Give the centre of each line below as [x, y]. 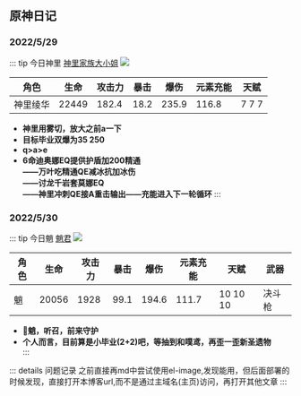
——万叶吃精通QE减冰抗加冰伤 [79, 171]
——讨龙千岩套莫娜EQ [63, 183]
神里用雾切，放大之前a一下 [72, 128]
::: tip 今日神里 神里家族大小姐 [64, 63]
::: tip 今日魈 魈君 [40, 238]
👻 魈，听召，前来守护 [60, 331]
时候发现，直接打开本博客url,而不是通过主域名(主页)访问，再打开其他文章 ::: [148, 381]
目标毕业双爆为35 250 [63, 139]
